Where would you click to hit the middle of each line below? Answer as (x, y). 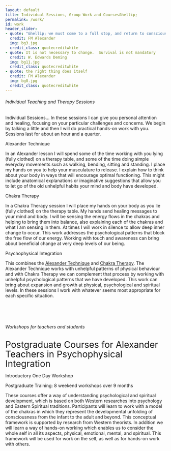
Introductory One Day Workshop (39, 376)
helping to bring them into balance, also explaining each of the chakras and (84, 222)
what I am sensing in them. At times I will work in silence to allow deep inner (85, 227)
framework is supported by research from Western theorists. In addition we (84, 423)
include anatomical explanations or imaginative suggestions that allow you (83, 181)
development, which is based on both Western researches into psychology (84, 401)
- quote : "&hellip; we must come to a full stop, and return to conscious (86, 34)
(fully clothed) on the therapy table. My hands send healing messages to (81, 211)
